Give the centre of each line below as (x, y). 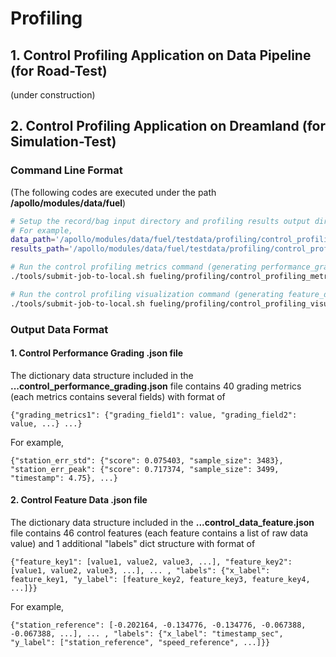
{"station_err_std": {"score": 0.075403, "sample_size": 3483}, (147, 460)
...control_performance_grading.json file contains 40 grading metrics (156, 386)
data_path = (33, 240)
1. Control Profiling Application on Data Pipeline (161, 55)
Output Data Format (59, 329)
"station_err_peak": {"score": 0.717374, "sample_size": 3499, (145, 469)
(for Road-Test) (59, 70)
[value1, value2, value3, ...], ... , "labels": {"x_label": (140, 571)
